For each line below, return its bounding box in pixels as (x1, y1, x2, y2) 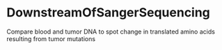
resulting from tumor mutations (6, 34, 95, 42)
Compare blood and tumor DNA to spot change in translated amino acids (6, 27, 215, 36)
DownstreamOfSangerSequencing (6, 5, 210, 21)
